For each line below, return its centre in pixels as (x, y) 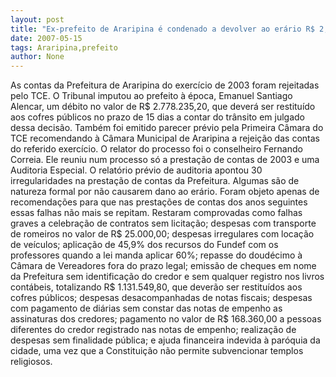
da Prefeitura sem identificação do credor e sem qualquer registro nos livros (167, 277)
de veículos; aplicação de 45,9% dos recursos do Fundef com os (144, 245)
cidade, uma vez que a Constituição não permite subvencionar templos (157, 351)
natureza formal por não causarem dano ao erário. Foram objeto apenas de (165, 192)
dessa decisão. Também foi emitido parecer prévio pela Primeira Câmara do (167, 128)
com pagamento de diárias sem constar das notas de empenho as (146, 308)
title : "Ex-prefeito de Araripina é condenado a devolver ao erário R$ (162, 29)
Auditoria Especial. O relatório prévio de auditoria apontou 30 (136, 170)
